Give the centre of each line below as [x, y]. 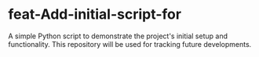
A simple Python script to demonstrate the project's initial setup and [118, 36]
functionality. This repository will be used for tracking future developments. [130, 44]
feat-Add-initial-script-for [95, 14]
